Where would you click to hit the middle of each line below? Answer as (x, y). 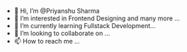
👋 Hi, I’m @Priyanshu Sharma (57, 11)
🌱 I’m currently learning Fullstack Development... (85, 26)
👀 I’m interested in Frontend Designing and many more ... (97, 18)
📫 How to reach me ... (47, 41)
